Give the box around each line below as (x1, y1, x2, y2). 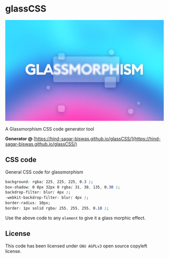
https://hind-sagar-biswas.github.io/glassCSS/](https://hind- (35, 135, 161, 141)
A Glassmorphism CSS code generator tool (5, 126, 95, 132)
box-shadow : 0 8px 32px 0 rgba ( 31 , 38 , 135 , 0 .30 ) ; (5, 185, 121, 190)
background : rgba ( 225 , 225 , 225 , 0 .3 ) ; (5, 179, 94, 184)
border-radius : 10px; (5, 201, 51, 206)
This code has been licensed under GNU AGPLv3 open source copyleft (5, 242, 147, 249)
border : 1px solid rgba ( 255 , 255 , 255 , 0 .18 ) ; (5, 206, 109, 211)
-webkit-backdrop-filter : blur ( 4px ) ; (5, 195, 89, 200)
